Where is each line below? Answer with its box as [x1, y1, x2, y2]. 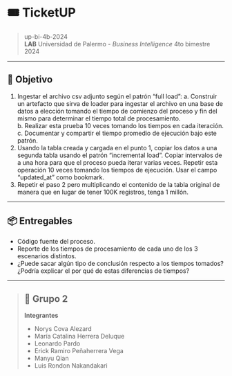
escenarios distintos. [17, 251, 77, 260]
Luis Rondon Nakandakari [34, 361, 108, 370]
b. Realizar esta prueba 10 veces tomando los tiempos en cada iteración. [17, 121, 224, 129]
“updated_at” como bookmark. [17, 173, 105, 181]
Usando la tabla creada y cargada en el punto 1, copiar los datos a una [17, 143, 217, 152]
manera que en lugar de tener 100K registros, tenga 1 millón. [17, 188, 188, 196]
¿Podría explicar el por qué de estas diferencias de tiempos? [17, 267, 190, 275]
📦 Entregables [7, 215, 72, 227]
